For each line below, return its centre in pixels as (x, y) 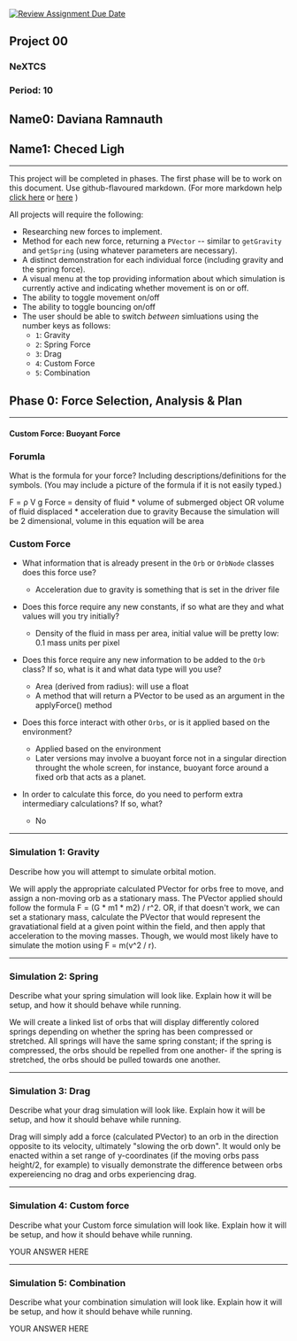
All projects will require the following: (76, 215)
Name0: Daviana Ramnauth (86, 119)
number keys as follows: (66, 326)
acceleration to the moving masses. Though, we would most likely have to (144, 936)
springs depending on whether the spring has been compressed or (131, 1032)
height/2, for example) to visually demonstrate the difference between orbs (146, 1165)
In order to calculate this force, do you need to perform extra (132, 794)
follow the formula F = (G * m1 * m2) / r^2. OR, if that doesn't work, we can (145, 907)
